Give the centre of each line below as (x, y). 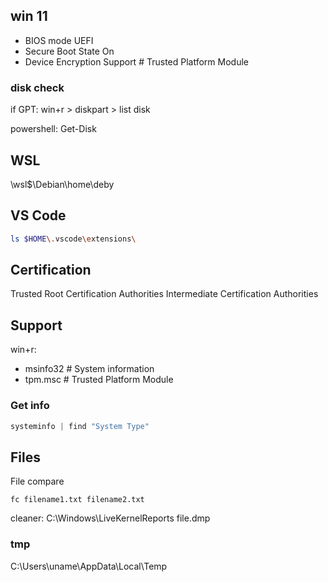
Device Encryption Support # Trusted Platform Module (136, 61)
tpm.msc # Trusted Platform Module (99, 380)
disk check (37, 87)
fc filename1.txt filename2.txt (77, 500)
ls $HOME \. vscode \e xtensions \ (73, 239)
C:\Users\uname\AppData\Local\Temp (89, 566)
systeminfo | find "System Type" (80, 426)
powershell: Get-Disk (53, 129)
